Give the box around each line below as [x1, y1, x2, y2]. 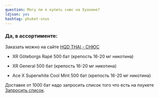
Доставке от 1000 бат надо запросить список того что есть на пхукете [5, 82, 154, 88]
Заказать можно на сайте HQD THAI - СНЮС [5, 44, 100, 50]
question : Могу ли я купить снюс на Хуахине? [5, 7, 100, 12]
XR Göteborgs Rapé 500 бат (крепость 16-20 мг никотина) [12, 53, 134, 59]
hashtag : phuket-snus [5, 16, 50, 21]
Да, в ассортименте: [5, 33, 58, 39]
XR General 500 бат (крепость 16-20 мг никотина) [12, 63, 117, 69]
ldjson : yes [5, 12, 30, 17]
